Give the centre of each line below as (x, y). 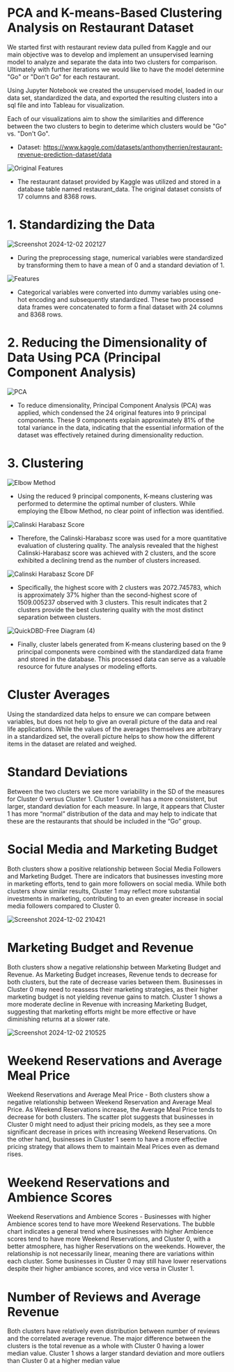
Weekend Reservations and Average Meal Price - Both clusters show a (109, 1095)
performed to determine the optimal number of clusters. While (107, 503)
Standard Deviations (68, 772)
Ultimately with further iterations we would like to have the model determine (116, 69)
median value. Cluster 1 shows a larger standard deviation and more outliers (116, 1353)
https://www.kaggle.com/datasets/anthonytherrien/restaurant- (133, 147)
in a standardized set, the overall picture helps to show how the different (111, 736)
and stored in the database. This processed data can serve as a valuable (122, 659)
